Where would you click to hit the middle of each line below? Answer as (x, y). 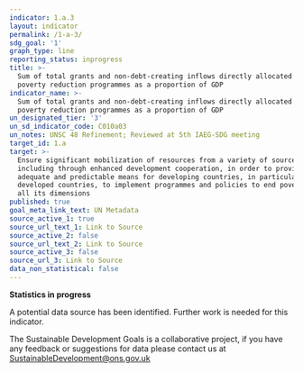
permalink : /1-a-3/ (46, 34)
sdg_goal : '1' (36, 43)
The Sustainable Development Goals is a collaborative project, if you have (146, 339)
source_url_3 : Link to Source (66, 261)
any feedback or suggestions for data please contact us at (118, 349)
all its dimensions (54, 194)
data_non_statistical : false (64, 269)
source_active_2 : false (54, 235)
